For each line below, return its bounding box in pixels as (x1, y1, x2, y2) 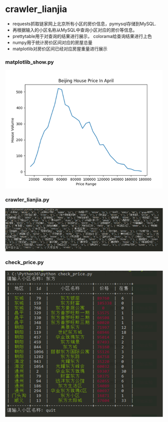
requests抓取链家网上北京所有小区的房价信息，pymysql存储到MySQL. (12, 21, 156, 27)
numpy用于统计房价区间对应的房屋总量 (12, 39, 92, 46)
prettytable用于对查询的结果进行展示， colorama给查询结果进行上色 (12, 33, 152, 39)
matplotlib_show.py (5, 59, 54, 66)
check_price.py (5, 259, 44, 266)
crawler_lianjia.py (5, 196, 49, 203)
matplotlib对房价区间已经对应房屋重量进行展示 (12, 46, 107, 52)
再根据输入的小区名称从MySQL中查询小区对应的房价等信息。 (12, 27, 137, 33)
